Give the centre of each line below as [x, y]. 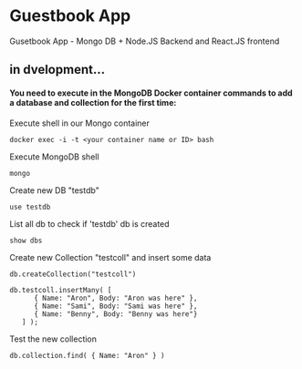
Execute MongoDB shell [54, 157]
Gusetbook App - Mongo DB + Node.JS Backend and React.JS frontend [145, 41]
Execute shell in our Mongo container [80, 123]
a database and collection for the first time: [93, 102]
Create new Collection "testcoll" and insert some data [110, 257]
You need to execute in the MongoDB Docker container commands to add [151, 93]
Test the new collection [53, 339]
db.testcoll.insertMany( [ [61, 290]
